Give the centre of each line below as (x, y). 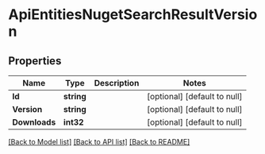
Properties (35, 61)
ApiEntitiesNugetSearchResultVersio (133, 15)
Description (117, 83)
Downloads (34, 122)
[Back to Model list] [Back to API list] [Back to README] (99, 142)
